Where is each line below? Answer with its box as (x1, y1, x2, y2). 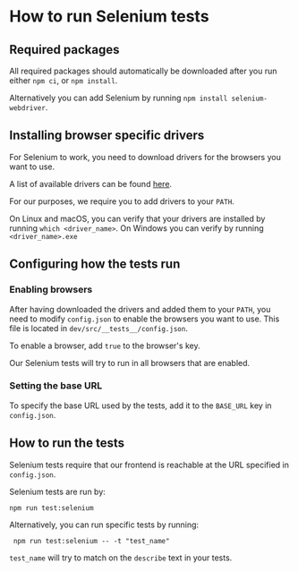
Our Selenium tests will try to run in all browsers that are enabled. (9, 357, 251, 368)
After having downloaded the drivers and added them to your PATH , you (9, 303, 271, 314)
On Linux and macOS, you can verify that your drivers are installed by (9, 213, 266, 224)
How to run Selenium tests (9, 6, 209, 27)
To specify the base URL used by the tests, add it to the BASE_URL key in (9, 400, 272, 411)
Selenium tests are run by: (9, 486, 106, 497)
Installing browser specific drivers (9, 128, 205, 143)
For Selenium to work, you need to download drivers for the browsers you (9, 151, 282, 162)
